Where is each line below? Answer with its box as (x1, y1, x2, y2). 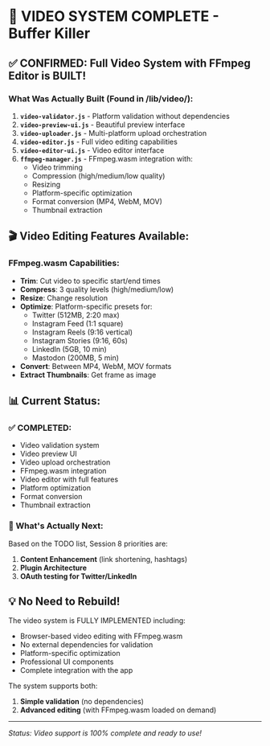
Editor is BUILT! (8, 68, 87, 83)
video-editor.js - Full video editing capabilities (19, 137, 178, 146)
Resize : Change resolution (19, 293, 108, 302)
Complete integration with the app (19, 666, 133, 675)
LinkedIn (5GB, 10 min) (31, 344, 107, 354)
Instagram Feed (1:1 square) (31, 318, 124, 328)
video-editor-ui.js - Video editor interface (19, 145, 165, 155)
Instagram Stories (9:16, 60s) (31, 335, 129, 345)
